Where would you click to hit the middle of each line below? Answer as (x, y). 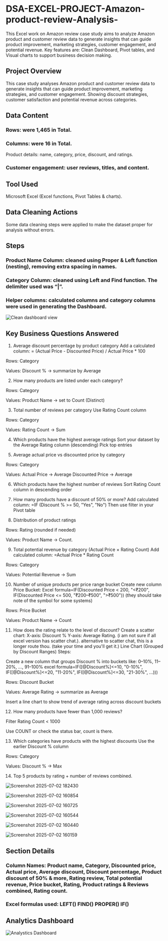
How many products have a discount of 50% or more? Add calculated (86, 500)
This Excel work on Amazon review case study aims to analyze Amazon (80, 33)
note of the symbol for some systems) (53, 601)
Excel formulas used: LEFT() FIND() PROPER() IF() (68, 904)
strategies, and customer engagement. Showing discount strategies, (77, 94)
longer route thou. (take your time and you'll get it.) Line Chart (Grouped (88, 646)
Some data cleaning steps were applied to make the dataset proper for (79, 224)
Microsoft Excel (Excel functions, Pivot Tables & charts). (64, 196)
